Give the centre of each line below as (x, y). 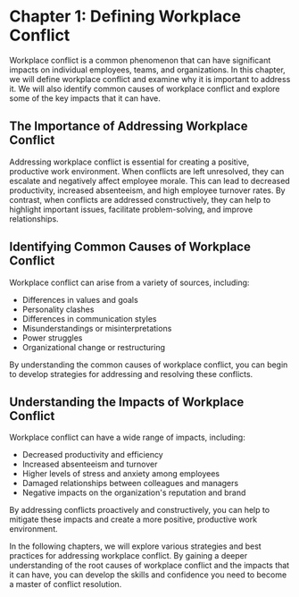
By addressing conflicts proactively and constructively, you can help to (140, 510)
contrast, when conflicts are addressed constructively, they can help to (140, 199)
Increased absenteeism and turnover (90, 464)
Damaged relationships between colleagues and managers (130, 483)
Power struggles (52, 338)
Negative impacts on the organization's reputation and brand (134, 492)
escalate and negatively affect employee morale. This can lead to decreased (149, 181)
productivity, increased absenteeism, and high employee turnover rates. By (147, 190)
